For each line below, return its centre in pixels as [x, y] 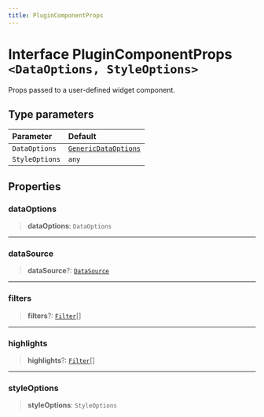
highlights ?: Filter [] [61, 360]
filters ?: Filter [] [54, 316]
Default [82, 137]
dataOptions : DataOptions [70, 226]
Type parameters [51, 114]
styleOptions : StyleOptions [72, 405]
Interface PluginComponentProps [120, 54]
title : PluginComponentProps [56, 15]
